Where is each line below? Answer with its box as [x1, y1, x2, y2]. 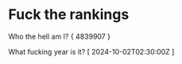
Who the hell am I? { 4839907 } [8, 32, 111, 41]
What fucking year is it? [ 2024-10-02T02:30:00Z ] [8, 47, 175, 56]
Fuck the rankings [8, 6, 130, 24]
